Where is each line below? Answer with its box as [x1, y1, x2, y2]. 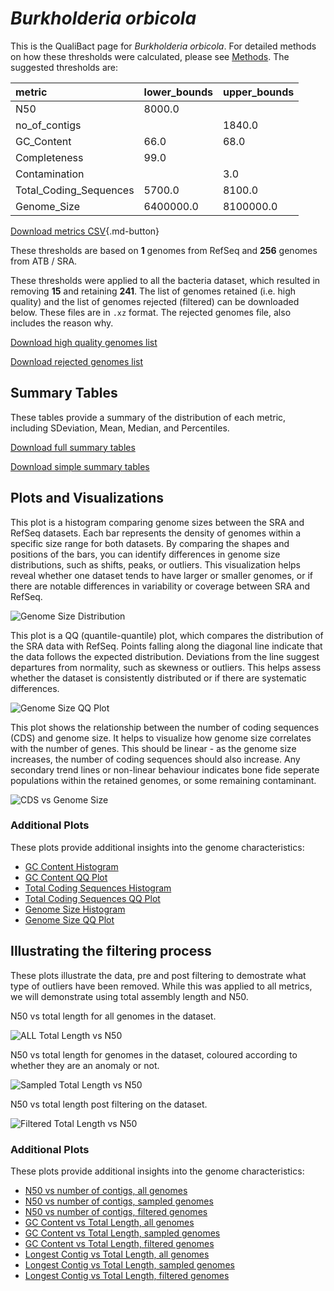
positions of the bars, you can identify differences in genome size [10, 548, 281, 560]
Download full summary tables [10, 441, 136, 453]
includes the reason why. [10, 317, 114, 329]
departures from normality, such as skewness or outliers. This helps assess [10, 661, 322, 673]
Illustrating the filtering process [10, 943, 212, 960]
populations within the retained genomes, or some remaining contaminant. [10, 774, 317, 786]
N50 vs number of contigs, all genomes [24, 1184, 188, 1196]
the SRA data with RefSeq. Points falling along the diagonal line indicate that [10, 640, 323, 652]
